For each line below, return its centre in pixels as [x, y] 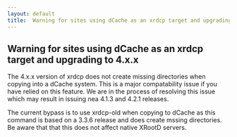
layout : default [31, 14]
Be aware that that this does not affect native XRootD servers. [97, 128]
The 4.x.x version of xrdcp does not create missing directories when [107, 77]
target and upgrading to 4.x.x [73, 59]
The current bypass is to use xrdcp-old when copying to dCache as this [111, 112]
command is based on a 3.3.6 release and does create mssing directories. [115, 120]
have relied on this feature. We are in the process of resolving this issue [111, 91]
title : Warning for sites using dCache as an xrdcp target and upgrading [120, 20]
